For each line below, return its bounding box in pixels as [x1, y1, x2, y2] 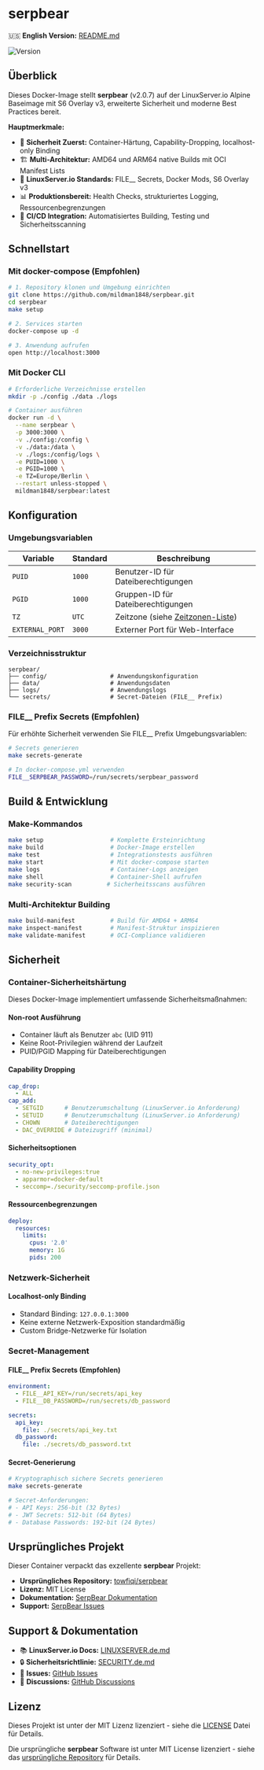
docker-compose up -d [8, 327, 79, 335]
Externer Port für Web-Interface [115, 624, 234, 635]
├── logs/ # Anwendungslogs [8, 686, 167, 694]
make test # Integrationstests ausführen [8, 851, 213, 859]
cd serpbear [8, 298, 47, 307]
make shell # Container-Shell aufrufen [8, 872, 202, 881]
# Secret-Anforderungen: [8, 1496, 90, 1505]
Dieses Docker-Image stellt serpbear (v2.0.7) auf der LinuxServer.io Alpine [8, 90, 251, 99]
